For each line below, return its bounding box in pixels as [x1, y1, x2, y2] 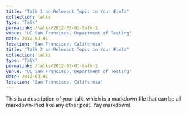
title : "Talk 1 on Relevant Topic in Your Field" [6, 8, 130, 15]
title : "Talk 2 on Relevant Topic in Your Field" [6, 47, 130, 53]
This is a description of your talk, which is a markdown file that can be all [6, 95, 182, 102]
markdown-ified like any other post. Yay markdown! [6, 102, 130, 108]
